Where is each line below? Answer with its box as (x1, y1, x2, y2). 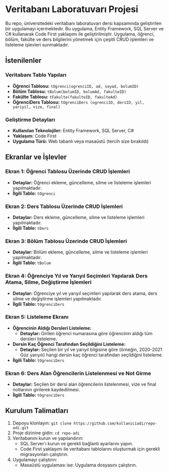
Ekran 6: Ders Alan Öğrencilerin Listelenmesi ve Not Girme (5, 370, 151, 377)
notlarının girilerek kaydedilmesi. (12, 387, 80, 393)
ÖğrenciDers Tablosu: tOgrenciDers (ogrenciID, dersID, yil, (12, 99, 145, 105)
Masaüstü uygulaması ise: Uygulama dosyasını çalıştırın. (20, 462, 137, 468)
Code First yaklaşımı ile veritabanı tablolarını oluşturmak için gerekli (20, 446, 160, 452)
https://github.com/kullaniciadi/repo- (73, 421, 157, 426)
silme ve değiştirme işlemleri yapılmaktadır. (12, 295, 102, 301)
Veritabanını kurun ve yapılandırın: (12, 435, 84, 441)
